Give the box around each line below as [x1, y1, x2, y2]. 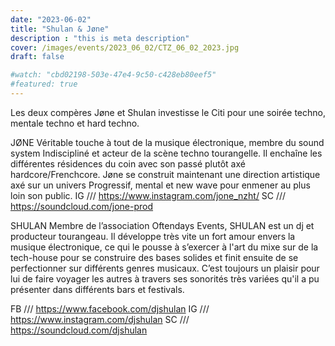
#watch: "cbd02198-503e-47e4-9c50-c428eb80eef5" [10, 70, 217, 80]
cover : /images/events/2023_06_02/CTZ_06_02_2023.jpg [10, 42, 240, 53]
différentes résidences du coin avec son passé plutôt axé [10, 157, 246, 170]
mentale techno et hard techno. [10, 117, 140, 129]
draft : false [10, 52, 65, 62]
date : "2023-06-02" [10, 14, 92, 25]
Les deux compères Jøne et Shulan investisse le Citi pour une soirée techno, [10, 106, 326, 118]
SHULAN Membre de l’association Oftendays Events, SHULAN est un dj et [10, 219, 315, 231]
